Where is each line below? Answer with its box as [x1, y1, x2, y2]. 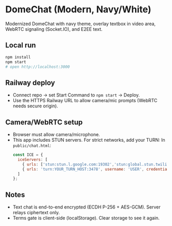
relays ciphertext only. [12, 210, 60, 216]
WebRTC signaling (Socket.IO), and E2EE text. [5, 26, 103, 32]
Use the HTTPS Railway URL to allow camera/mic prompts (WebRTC [12, 98, 158, 104]
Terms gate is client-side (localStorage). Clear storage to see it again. [12, 215, 160, 221]
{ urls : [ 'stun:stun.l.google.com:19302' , [22, 162, 114, 167]
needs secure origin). [12, 103, 58, 109]
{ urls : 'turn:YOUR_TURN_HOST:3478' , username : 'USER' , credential [22, 166, 169, 172]
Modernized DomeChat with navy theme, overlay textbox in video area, [5, 21, 156, 27]
